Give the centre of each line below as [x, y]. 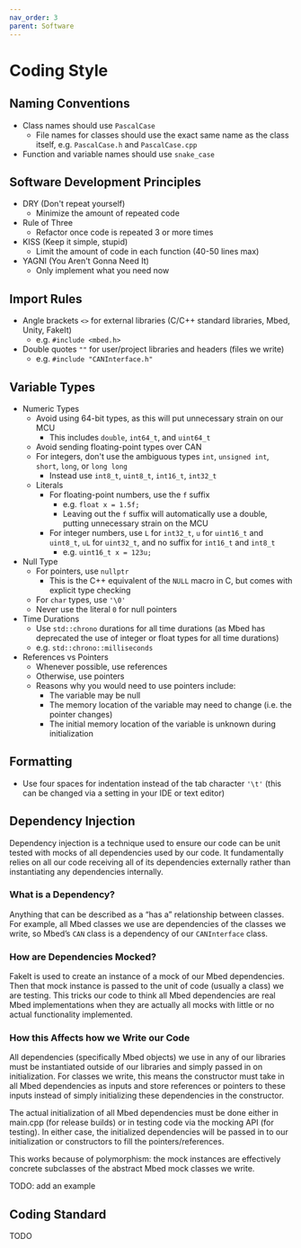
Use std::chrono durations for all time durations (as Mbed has [150, 628]
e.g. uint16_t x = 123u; [107, 552]
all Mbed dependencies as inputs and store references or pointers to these [147, 1086]
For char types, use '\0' [80, 600]
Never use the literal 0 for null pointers [106, 609]
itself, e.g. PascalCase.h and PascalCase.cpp [116, 144]
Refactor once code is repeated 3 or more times [124, 232]
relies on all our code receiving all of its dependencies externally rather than [150, 862]
